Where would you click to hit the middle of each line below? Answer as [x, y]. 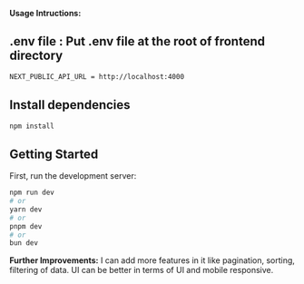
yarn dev [26, 209]
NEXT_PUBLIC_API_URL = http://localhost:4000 [97, 76]
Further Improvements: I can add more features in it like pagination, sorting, [152, 260]
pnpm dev [26, 226]
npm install [32, 126]
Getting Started [54, 154]
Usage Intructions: [45, 13]
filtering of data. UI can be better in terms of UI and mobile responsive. [142, 270]
